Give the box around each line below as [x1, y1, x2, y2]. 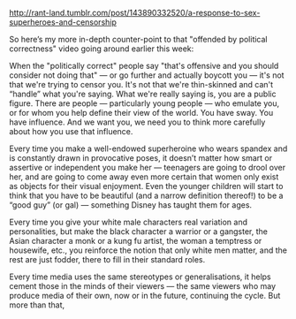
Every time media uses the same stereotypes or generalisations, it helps [9, 271, 271, 282]
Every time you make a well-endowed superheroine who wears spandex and [9, 143, 288, 154]
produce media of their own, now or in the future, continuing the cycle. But [9, 291, 281, 300]
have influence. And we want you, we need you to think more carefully [9, 117, 266, 127]
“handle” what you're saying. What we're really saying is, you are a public [9, 88, 277, 99]
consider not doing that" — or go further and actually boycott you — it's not [9, 70, 285, 80]
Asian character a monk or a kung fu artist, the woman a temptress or [9, 236, 262, 246]
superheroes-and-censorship [9, 17, 118, 27]
